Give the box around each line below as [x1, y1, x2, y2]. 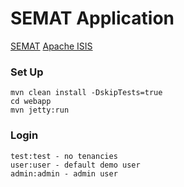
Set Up [10, 65, 44, 79]
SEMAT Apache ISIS [10, 40, 93, 52]
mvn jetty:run [10, 105, 70, 116]
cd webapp [10, 97, 52, 107]
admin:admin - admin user [10, 168, 118, 179]
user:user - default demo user [10, 160, 141, 170]
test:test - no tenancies [10, 151, 118, 161]
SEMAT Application [10, 7, 175, 30]
